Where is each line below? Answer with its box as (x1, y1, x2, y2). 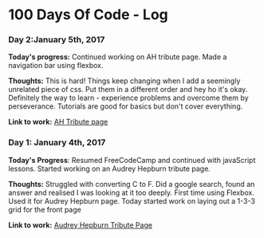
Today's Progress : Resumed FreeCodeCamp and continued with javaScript (8, 155, 256, 165)
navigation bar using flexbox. (8, 61, 104, 70)
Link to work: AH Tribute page (8, 117, 108, 127)
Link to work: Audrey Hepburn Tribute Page (8, 220, 153, 229)
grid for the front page (8, 204, 81, 214)
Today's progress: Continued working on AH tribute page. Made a (8, 52, 227, 61)
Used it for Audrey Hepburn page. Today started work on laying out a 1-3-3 (8, 196, 255, 205)
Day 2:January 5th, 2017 (8, 34, 105, 46)
